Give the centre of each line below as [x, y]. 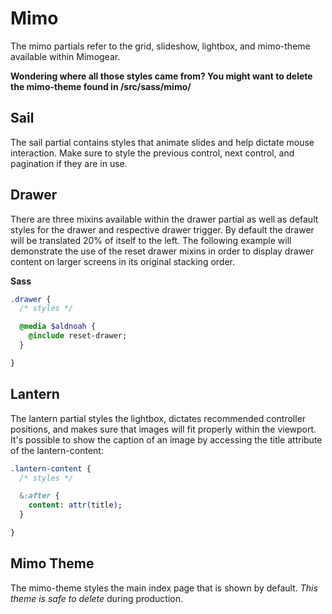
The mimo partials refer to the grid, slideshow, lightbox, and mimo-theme [160, 46]
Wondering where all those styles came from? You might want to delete [161, 76]
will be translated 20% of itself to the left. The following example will [151, 240]
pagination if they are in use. [69, 163]
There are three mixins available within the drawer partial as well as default [164, 219]
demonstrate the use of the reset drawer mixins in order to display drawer [162, 251]
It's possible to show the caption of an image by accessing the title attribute [166, 439]
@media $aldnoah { [58, 327]
